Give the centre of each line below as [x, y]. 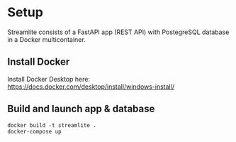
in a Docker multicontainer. [47, 39]
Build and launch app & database [81, 109]
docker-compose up [34, 131]
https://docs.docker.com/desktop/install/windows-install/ [91, 87]
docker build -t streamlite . [52, 125]
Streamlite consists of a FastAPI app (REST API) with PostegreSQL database [118, 32]
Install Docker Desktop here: [49, 79]
